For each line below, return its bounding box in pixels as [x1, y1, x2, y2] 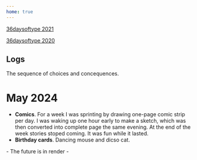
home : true [6, 8, 33, 15]
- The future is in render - [6, 148, 69, 155]
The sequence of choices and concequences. [6, 70, 119, 77]
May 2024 [6, 91, 59, 105]
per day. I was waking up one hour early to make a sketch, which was [14, 117, 186, 125]
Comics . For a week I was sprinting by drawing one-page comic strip [14, 111, 186, 118]
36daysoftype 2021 [6, 25, 54, 32]
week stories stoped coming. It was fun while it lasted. [14, 130, 149, 137]
